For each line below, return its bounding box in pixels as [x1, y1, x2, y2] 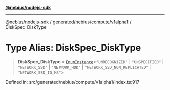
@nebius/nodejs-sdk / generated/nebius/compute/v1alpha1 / [5, 19, 132, 25]
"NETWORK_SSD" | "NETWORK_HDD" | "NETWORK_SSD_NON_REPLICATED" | [17, 64, 151, 70]
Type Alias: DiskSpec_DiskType [5, 42, 141, 54]
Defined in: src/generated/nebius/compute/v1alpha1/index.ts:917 [5, 79, 140, 85]
